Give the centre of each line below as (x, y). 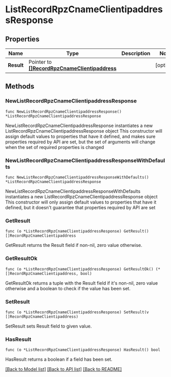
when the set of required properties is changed (55, 147)
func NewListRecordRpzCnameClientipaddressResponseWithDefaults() (77, 177)
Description (136, 53)
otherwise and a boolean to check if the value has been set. (68, 288)
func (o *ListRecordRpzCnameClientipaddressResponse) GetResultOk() (79, 269)
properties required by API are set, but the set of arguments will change (80, 142)
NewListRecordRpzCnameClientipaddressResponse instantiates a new (79, 125)
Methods (20, 86)
